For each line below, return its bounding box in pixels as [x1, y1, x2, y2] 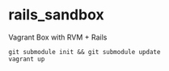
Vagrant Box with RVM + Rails [8, 32, 108, 42]
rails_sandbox [8, 6, 104, 24]
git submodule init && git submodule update [8, 48, 161, 56]
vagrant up [8, 55, 45, 63]
